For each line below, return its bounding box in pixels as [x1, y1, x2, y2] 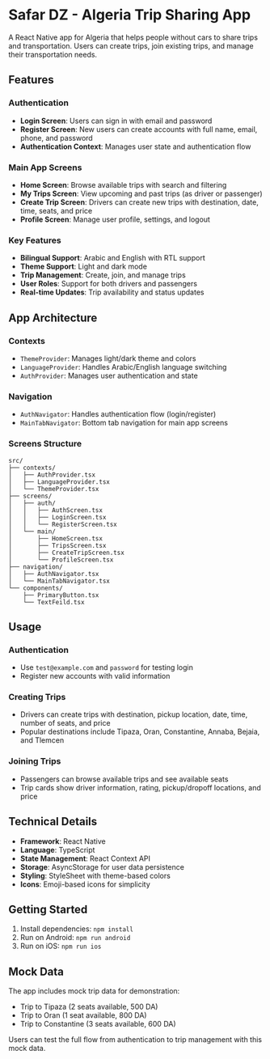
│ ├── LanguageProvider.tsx [8, 477, 111, 486]
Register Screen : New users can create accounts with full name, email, [19, 124, 258, 134]
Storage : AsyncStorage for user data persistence [19, 862, 184, 871]
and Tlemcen [19, 735, 65, 745]
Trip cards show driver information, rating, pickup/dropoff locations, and [19, 782, 261, 792]
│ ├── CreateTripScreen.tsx [8, 549, 125, 557]
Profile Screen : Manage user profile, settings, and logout [19, 214, 210, 224]
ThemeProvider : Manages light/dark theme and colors [19, 354, 196, 363]
